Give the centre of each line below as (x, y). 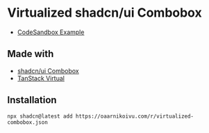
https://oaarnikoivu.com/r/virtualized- (135, 116)
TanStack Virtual (41, 78)
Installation (32, 100)
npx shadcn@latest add (40, 116)
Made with (31, 54)
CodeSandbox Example (51, 32)
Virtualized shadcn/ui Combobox (105, 13)
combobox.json (28, 122)
